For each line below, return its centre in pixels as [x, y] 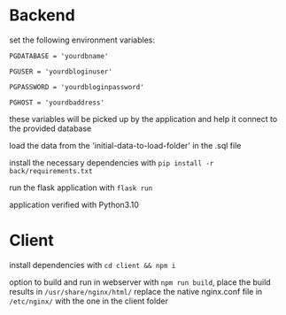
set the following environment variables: [82, 40]
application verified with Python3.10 [74, 204]
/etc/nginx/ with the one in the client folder [89, 301]
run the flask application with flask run [81, 188]
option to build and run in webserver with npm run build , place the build [140, 282]
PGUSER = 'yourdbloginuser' [61, 72]
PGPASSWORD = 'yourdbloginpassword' [77, 87]
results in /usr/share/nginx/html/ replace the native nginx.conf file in [136, 291]
